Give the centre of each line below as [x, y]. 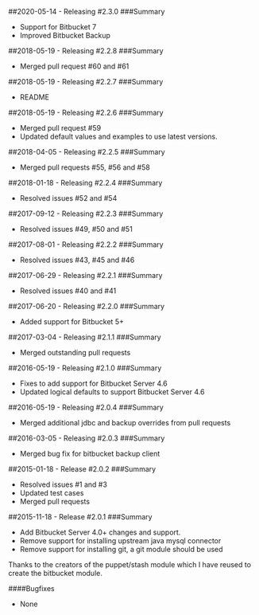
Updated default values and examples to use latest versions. [119, 136]
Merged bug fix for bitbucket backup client [90, 454]
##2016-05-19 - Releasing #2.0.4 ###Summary [86, 407]
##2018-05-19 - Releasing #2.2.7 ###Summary [86, 82]
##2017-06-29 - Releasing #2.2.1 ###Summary [85, 275]
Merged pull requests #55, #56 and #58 [85, 167]
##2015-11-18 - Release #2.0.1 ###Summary [80, 517]
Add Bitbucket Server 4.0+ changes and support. [100, 532]
